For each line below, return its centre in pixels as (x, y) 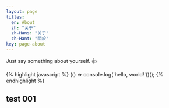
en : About (23, 22)
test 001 (21, 99)
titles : (15, 17)
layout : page (22, 11)
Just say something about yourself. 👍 (52, 61)
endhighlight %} (25, 81)
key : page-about (26, 44)
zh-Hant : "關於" (30, 39)
